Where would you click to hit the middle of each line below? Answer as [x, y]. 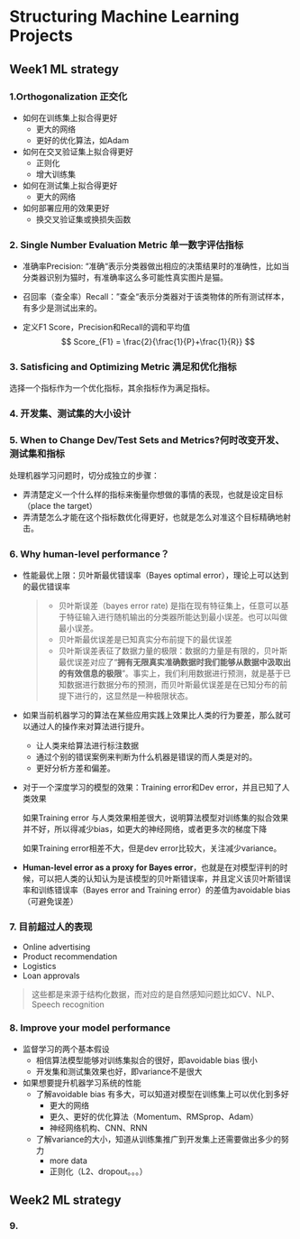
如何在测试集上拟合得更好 [70, 185]
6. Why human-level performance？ [90, 554]
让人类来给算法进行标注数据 [87, 745]
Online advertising [56, 947]
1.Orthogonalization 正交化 [68, 97]
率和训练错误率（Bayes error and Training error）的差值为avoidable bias [156, 890]
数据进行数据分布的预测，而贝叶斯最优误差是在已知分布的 [173, 684]
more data [68, 1160]
